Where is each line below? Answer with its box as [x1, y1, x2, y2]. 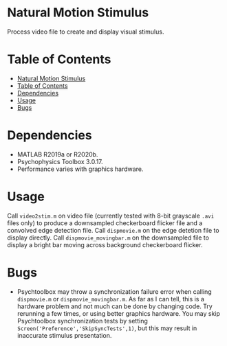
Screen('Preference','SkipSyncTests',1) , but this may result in [17, 324, 197, 332]
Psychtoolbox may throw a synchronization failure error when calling [17, 287, 212, 296]
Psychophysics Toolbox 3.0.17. [17, 157, 103, 165]
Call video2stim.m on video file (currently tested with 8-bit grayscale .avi [7, 211, 215, 220]
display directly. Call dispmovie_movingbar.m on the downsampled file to [7, 233, 210, 242]
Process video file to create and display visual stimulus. [7, 27, 164, 36]
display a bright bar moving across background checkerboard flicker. [7, 240, 203, 249]
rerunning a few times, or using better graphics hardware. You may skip [17, 309, 220, 317]
